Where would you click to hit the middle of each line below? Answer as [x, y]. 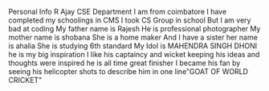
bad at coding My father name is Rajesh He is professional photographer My [134, 29]
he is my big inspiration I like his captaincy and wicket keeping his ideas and [134, 54]
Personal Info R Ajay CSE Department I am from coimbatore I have [118, 12]
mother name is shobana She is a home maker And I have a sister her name [133, 37]
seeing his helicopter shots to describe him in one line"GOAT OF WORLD [128, 71]
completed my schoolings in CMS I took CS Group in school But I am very [130, 20]
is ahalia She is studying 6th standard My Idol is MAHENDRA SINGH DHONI [133, 46]
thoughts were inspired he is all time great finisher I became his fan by [124, 63]
